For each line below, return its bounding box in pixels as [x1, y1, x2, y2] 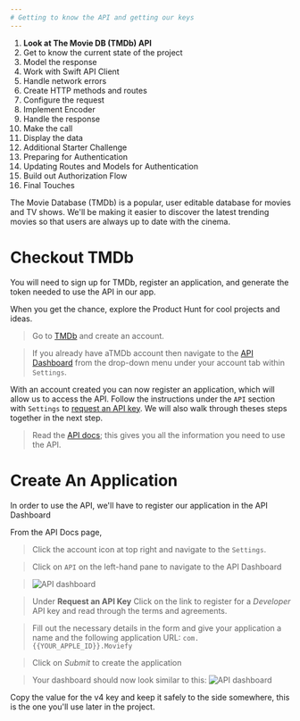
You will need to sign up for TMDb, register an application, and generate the [10, 277, 289, 287]
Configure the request [22, 95, 105, 105]
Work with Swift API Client [22, 66, 120, 77]
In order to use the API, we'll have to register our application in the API [10, 500, 269, 510]
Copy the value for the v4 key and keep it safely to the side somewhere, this [10, 692, 290, 702]
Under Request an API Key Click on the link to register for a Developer [31, 595, 291, 607]
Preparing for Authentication [22, 151, 129, 162]
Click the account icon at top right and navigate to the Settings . [31, 543, 267, 554]
